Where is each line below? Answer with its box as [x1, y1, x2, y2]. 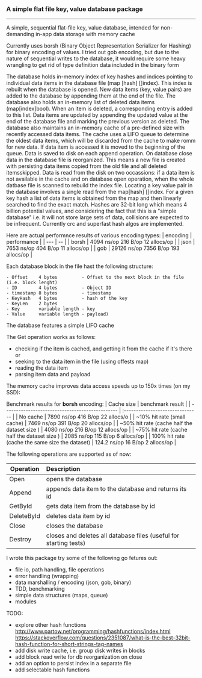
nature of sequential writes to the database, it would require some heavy [6, 55, 186, 62]
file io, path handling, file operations [14, 566, 104, 573]
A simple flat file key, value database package [6, 5, 143, 13]
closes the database [46, 521, 103, 530]
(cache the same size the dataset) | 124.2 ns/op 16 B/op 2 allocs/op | [6, 439, 176, 446]
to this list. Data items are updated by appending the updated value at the [6, 111, 188, 119]
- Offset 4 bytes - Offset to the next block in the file [6, 275, 185, 281]
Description [46, 465, 81, 473]
